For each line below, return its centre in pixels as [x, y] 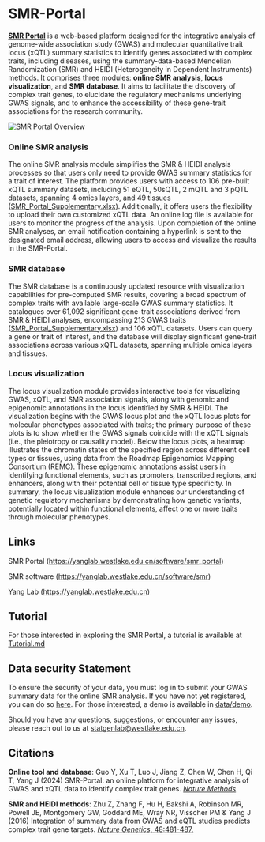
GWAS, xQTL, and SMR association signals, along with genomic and [119, 399]
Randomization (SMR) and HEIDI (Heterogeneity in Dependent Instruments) [130, 69]
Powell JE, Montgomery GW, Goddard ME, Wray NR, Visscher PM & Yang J [129, 813]
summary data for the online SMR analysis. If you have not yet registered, [127, 696]
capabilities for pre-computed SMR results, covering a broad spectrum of [127, 294]
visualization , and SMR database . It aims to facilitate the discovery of [122, 86]
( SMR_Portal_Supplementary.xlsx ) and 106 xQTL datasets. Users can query [130, 328]
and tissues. [28, 353]
